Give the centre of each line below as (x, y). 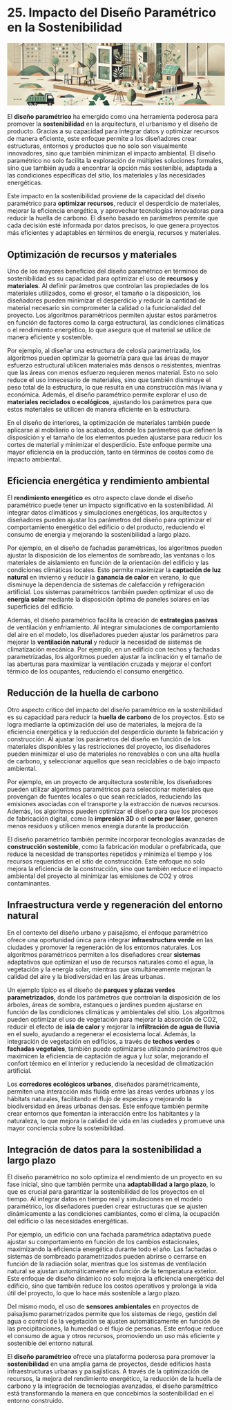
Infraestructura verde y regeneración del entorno (115, 905)
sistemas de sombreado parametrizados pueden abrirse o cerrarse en (107, 1257)
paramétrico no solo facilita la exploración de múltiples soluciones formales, (115, 161)
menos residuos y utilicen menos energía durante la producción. (98, 826)
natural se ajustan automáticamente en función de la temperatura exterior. (113, 1271)
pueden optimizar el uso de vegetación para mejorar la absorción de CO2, (113, 1019)
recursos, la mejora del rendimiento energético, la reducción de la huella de (115, 1379)
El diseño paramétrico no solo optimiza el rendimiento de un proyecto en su (115, 1177)
